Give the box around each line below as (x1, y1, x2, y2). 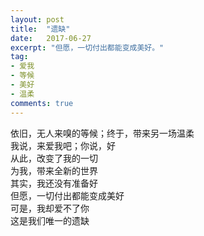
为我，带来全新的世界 (10, 164, 98, 176)
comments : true (10, 98, 74, 108)
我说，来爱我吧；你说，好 (10, 139, 116, 151)
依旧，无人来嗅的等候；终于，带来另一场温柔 (10, 127, 195, 139)
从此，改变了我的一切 (10, 152, 98, 164)
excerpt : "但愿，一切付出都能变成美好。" (10, 42, 165, 53)
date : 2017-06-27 (10, 33, 92, 43)
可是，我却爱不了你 (10, 202, 90, 214)
